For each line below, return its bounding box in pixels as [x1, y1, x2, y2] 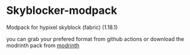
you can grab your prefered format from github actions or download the [6, 35, 185, 42]
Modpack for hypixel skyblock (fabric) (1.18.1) [6, 24, 118, 31]
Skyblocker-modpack [6, 4, 118, 18]
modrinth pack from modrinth [6, 42, 80, 49]
